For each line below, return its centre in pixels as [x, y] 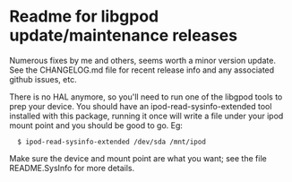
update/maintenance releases [124, 35]
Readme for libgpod [84, 17]
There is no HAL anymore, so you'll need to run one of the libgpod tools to [146, 97]
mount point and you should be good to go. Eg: [96, 125]
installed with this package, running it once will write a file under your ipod [146, 116]
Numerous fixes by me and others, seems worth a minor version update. [142, 60]
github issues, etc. [43, 79]
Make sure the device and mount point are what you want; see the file [138, 158]
